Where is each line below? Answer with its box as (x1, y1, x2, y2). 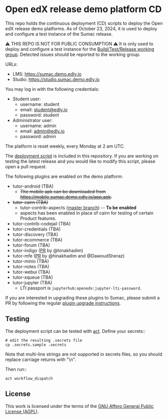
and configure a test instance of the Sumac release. (5, 31, 113, 37)
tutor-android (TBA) (12, 183, 54, 189)
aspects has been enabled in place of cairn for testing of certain (20, 210, 154, 216)
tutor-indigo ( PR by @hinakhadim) (12, 247, 83, 253)
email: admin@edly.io (20, 128, 65, 134)
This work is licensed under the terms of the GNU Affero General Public (5, 403, 154, 409)
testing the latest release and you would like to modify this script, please (5, 158, 155, 164)
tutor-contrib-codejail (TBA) (12, 220, 71, 226)
